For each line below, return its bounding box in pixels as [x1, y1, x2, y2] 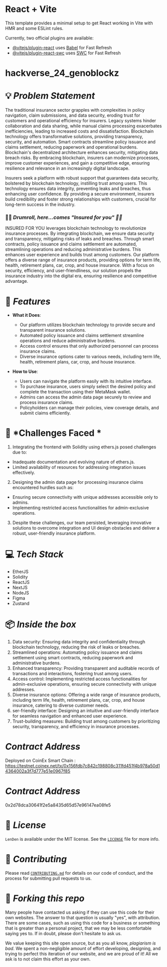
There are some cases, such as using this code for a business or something [5, 920, 161, 926]
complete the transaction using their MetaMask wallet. [19, 389, 131, 395]
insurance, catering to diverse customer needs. [12, 702, 109, 709]
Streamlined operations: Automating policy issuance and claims [12, 649, 143, 655]
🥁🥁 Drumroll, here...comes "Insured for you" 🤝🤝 [5, 213, 123, 220]
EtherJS [12, 569, 29, 575]
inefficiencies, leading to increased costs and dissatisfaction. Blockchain [5, 128, 154, 134]
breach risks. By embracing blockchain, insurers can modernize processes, [5, 155, 160, 161]
